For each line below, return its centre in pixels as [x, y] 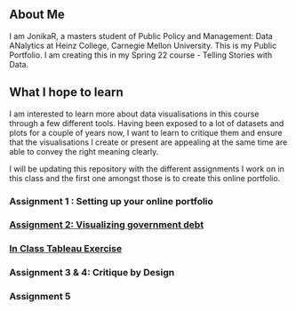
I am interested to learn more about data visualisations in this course [134, 114]
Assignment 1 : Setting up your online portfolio [111, 201]
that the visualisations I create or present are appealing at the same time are [148, 142]
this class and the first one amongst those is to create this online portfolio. [145, 178]
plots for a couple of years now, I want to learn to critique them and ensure [146, 132]
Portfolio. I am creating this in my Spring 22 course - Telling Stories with [141, 55]
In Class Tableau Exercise [66, 249]
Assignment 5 [40, 297]
